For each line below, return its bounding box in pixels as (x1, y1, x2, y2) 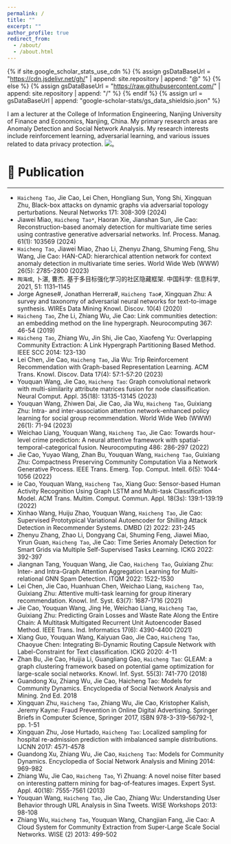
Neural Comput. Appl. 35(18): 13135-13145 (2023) (16, 392, 157, 400)
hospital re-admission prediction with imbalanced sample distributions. (16, 735, 218, 743)
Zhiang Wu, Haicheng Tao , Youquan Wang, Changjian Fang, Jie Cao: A (16, 815, 215, 823)
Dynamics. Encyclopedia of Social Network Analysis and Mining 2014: (16, 757, 215, 765)
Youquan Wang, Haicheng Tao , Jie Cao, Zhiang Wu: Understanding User (16, 793, 221, 801)
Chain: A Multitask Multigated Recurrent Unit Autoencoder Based (16, 618, 201, 626)
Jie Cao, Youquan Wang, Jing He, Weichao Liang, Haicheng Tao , (16, 603, 198, 612)
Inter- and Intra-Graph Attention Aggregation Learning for (16, 567, 180, 575)
